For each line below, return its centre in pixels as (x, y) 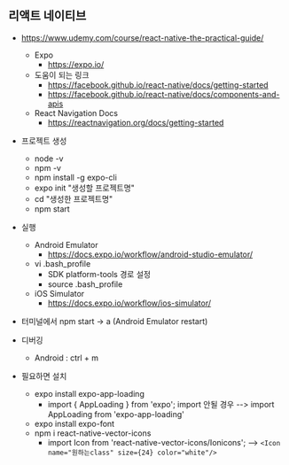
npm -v (47, 167)
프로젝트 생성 (44, 141)
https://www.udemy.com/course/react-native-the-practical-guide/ (142, 37)
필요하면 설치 (44, 376)
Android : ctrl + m (66, 358)
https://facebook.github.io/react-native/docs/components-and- (164, 94)
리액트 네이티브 (47, 16)
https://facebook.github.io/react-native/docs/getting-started (158, 85)
